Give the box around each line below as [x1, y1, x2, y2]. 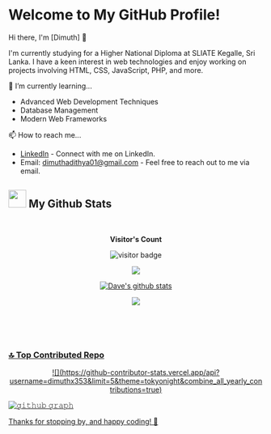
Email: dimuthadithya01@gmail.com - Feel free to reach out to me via [19, 157, 250, 167]
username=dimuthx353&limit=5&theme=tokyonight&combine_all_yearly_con [9, 377, 263, 386]
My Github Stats [28, 197, 112, 211]
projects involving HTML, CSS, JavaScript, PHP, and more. [8, 65, 204, 74]
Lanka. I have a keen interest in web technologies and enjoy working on [8, 57, 247, 66]
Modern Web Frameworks [19, 113, 108, 123]
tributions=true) [109, 385, 163, 394]
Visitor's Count [109, 234, 163, 244]
